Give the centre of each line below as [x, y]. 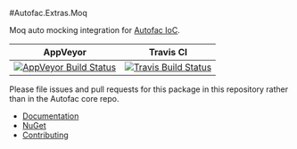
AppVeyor [65, 52]
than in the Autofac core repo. [64, 99]
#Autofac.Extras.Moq [48, 13]
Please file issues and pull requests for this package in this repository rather [148, 89]
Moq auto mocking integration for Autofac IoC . [95, 30]
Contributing [45, 135]
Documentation [50, 116]
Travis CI [168, 52]
